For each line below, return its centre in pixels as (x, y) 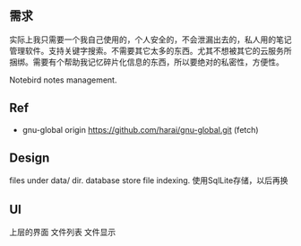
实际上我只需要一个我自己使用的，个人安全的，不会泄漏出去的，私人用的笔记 (150, 40)
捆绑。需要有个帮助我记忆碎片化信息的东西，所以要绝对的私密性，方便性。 (146, 62)
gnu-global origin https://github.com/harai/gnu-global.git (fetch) (140, 129)
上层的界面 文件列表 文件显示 (63, 233)
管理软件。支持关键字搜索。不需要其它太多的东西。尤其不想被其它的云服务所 (150, 50)
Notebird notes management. (63, 80)
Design (30, 158)
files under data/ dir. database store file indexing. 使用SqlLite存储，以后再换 (149, 180)
